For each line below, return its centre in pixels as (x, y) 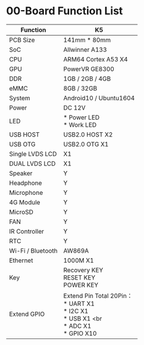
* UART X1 (79, 303)
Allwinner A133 (85, 49)
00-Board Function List (65, 11)
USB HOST (24, 134)
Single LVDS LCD (33, 154)
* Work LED (80, 125)
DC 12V (75, 107)
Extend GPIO (27, 314)
